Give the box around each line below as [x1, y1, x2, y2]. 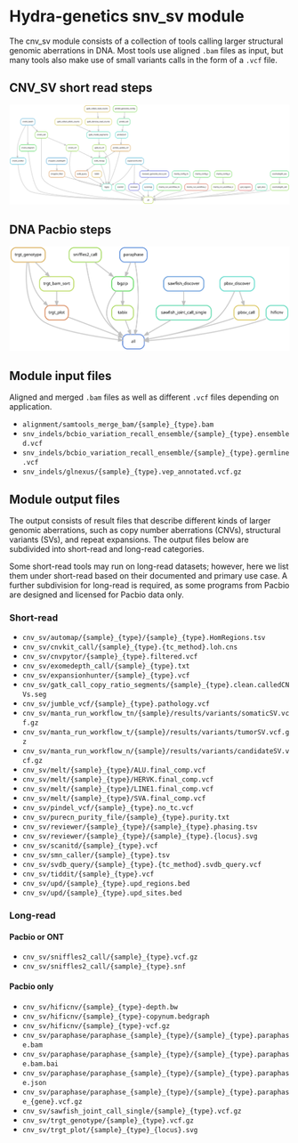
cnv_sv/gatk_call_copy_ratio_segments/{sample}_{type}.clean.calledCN [21, 681, 290, 690]
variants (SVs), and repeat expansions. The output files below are [9, 534, 249, 545]
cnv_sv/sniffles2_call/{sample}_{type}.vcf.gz [21, 952, 198, 962]
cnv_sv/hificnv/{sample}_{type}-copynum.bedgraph [21, 1012, 211, 1021]
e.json [21, 1078, 47, 1087]
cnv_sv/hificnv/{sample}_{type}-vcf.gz [21, 1021, 171, 1030]
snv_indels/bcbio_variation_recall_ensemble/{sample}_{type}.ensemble [21, 430, 290, 439]
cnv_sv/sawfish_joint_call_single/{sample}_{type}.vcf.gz [21, 1107, 242, 1115]
